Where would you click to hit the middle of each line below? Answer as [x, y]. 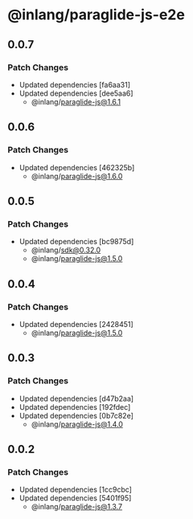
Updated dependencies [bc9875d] [76, 242]
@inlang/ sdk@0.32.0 [66, 250]
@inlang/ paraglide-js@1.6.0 [77, 176]
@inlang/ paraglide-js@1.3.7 [76, 507]
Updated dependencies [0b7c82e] [76, 415]
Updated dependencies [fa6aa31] [74, 84]
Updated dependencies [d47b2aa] [76, 398]
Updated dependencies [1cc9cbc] [75, 490]
